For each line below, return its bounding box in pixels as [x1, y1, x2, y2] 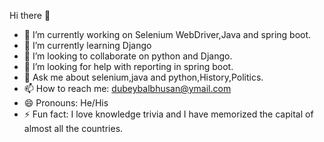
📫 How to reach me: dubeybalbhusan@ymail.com [23, 83, 232, 94]
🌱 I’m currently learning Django [23, 40, 152, 51]
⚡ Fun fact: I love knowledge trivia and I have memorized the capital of [23, 108, 314, 120]
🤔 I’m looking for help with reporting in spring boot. [23, 61, 234, 72]
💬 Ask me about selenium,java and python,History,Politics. [23, 71, 264, 83]
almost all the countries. [23, 123, 124, 134]
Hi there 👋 [9, 10, 51, 21]
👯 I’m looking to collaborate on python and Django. [23, 50, 233, 62]
